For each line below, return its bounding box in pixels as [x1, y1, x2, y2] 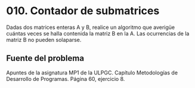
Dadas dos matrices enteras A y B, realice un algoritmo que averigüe [6, 24, 175, 31]
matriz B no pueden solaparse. [6, 36, 82, 43]
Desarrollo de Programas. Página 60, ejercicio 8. [6, 75, 125, 82]
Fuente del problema [6, 53, 85, 63]
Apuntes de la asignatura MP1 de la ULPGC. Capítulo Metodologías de [6, 69, 178, 76]
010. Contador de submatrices [6, 4, 160, 18]
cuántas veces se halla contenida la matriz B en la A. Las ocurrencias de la [6, 30, 190, 37]
